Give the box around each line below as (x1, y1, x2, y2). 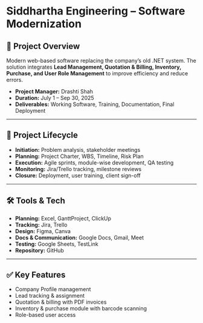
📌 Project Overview (6, 41, 80, 51)
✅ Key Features (6, 270, 66, 280)
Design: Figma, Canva (14, 227, 71, 234)
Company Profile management (14, 286, 91, 293)
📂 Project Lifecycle (6, 130, 79, 140)
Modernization (6, 17, 82, 31)
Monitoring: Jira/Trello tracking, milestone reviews (14, 165, 142, 172)
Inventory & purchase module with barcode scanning (14, 305, 147, 312)
